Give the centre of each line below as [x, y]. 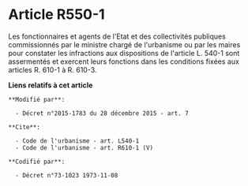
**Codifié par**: [37, 162]
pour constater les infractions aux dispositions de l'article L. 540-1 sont [124, 53]
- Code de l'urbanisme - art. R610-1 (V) [85, 147]
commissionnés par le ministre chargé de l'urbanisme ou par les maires [124, 44]
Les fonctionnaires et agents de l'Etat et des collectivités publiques [117, 36]
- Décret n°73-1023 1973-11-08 [67, 175]
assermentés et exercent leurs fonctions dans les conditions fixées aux [124, 61]
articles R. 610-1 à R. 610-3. [53, 69]
